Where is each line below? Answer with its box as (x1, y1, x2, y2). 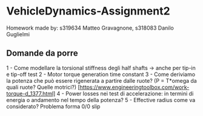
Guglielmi (6, 30, 30, 37)
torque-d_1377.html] (6, 89, 56, 97)
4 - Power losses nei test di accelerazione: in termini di (56, 89, 194, 97)
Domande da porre (6, 48, 78, 59)
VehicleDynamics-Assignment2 (6, 4, 171, 18)
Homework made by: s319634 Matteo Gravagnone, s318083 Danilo (6, 24, 174, 31)
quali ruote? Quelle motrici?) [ (6, 83, 80, 91)
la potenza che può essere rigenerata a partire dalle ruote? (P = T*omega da (6, 77, 197, 84)
